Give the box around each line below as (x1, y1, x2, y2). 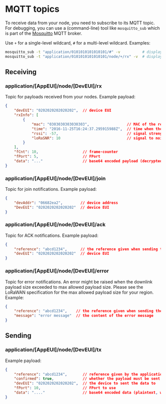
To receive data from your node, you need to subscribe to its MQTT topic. (5, 20, 155, 26)
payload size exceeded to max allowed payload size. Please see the (5, 284, 143, 290)
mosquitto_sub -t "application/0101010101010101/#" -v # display (5, 49, 163, 54)
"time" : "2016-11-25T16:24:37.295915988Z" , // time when (31, 126, 154, 132)
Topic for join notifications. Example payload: (5, 186, 97, 192)
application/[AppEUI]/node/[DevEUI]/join (5, 175, 106, 181)
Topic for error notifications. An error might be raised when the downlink (5, 278, 153, 285)
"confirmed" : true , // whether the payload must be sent (14, 376, 161, 381)
